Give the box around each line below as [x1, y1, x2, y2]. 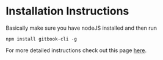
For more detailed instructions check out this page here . [5, 47, 147, 54]
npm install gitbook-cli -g [5, 36, 78, 42]
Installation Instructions [5, 4, 129, 18]
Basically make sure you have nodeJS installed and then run [5, 24, 157, 32]
